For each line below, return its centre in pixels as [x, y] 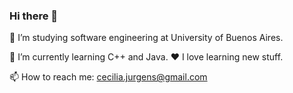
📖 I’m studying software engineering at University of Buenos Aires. [146, 38]
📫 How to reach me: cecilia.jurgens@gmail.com [108, 77]
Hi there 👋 [34, 16]
